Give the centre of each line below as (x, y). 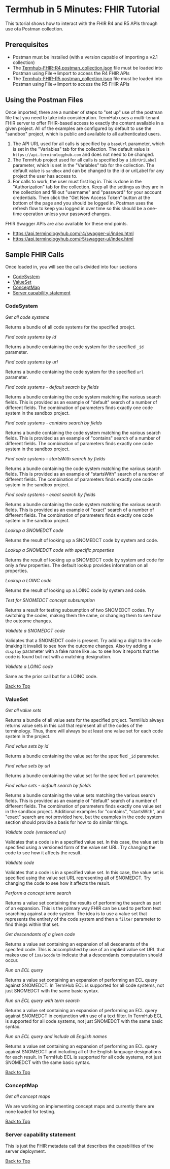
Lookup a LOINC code (28, 580)
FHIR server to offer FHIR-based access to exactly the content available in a (84, 123)
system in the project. (28, 736)
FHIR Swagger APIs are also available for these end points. (67, 223)
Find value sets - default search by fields (48, 785)
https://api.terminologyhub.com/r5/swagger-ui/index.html (73, 239)
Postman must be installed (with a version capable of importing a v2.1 (85, 57)
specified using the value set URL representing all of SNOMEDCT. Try (78, 878)
